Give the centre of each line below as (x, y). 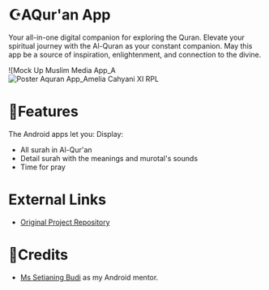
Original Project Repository (65, 222)
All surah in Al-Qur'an (56, 149)
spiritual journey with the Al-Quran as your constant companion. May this (130, 45)
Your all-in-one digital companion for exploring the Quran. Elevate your (127, 37)
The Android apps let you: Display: (66, 134)
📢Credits (38, 255)
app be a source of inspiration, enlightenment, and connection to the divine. (135, 54)
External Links (58, 200)
